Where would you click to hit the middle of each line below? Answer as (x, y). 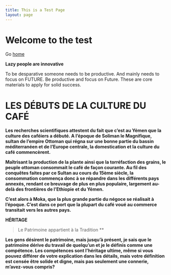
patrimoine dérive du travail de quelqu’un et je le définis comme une (79, 245)
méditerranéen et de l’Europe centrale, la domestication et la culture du (82, 147)
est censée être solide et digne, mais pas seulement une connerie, (77, 262)
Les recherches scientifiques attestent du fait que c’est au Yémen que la (83, 130)
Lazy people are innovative (34, 64)
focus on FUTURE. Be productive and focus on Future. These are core (79, 79)
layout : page (19, 15)
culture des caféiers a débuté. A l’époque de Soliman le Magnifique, (79, 136)
